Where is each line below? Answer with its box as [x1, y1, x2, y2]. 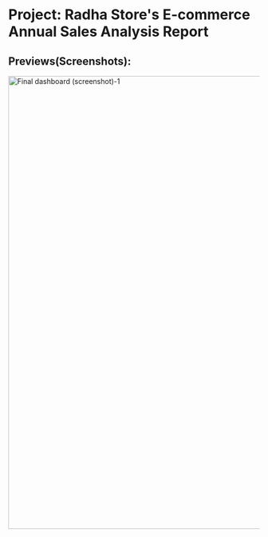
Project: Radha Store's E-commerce [8, 6, 250, 24]
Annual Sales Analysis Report [8, 22, 209, 41]
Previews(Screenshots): [8, 54, 132, 68]
